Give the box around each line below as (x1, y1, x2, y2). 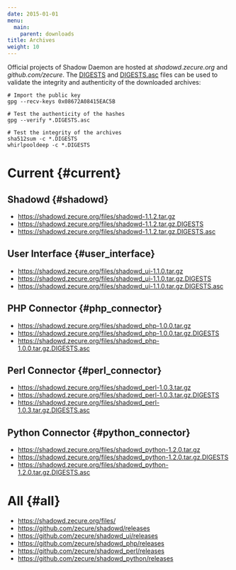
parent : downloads (20, 30, 74, 38)
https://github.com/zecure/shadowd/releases (17, 524, 150, 533)
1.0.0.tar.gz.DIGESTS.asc (17, 344, 91, 353)
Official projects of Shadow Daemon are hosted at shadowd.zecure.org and (7, 63, 228, 71)
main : (13, 23, 30, 31)
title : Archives (7, 37, 55, 44)
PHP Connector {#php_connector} (7, 303, 163, 315)
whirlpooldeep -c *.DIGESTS (7, 141, 91, 149)
